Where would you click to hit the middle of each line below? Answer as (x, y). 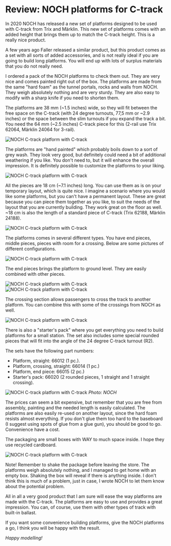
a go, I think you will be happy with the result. (53, 528)
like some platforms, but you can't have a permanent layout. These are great (86, 196)
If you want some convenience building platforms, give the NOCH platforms (85, 522)
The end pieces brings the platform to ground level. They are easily (76, 268)
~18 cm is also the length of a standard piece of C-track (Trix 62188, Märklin (86, 212)
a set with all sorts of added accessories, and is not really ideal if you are (82, 55)
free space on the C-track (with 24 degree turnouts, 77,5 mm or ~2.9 (78, 113)
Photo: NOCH (103, 392)
